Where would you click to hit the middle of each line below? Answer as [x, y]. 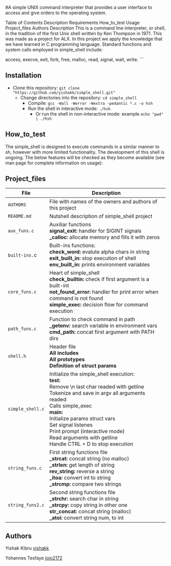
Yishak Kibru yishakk [27, 548]
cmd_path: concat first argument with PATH [102, 332]
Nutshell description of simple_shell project [101, 216]
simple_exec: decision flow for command [99, 305]
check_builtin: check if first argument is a [99, 279]
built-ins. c [22, 255]
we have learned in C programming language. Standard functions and [78, 44]
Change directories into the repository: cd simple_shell [79, 97]
